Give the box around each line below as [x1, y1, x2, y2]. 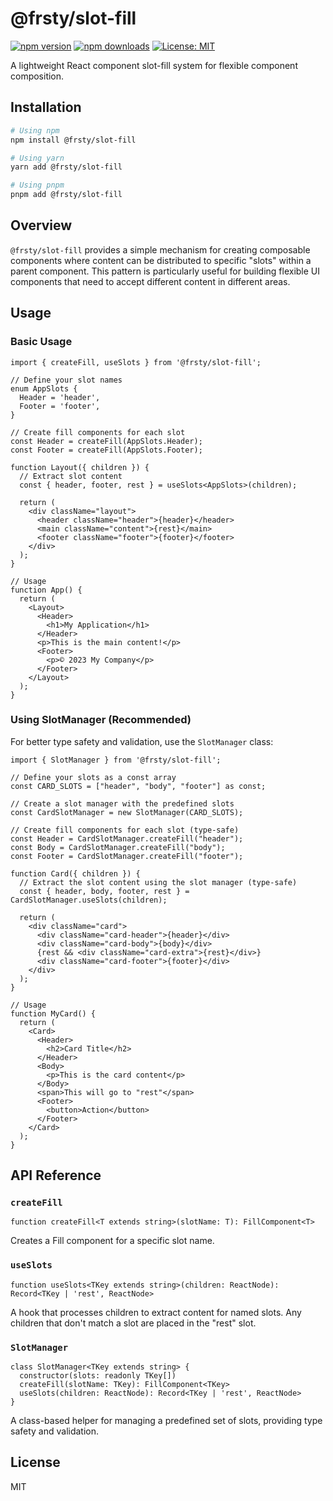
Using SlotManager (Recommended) [10, 713, 192, 727]
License [10, 1454, 61, 1471]
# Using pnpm [10, 180, 65, 191]
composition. [10, 70, 65, 82]
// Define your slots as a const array [10, 772, 177, 782]
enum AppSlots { [10, 383, 78, 394]
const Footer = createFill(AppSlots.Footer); [10, 445, 203, 455]
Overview [10, 217, 73, 234]
